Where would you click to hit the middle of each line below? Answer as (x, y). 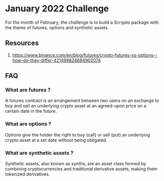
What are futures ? (28, 90)
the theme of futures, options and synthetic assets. (57, 27)
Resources (22, 43)
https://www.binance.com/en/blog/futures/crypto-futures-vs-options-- (85, 55)
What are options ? (28, 124)
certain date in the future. (31, 111)
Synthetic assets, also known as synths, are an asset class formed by (76, 164)
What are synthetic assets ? (39, 153)
